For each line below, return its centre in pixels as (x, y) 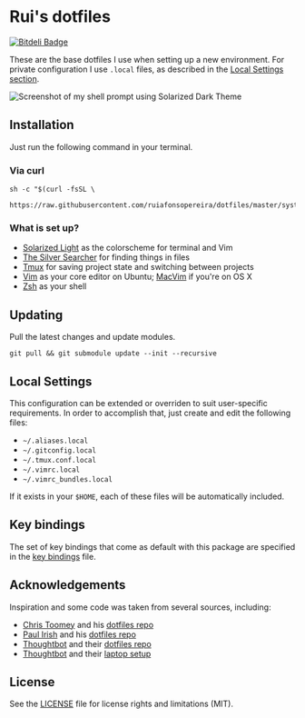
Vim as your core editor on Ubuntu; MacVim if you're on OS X (137, 277)
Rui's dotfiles (60, 17)
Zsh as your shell (54, 286)
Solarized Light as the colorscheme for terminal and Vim (128, 248)
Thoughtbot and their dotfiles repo (87, 643)
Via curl (27, 170)
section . (25, 78)
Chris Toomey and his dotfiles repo (88, 624)
